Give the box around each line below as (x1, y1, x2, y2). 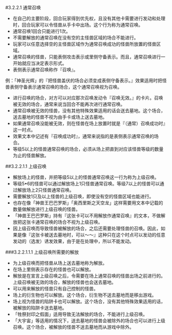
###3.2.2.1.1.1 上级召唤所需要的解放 (5, 249, 79, 255)
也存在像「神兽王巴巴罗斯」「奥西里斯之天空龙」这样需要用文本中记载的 (12, 200, 163, 206)
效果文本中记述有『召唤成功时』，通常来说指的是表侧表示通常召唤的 (12, 133, 155, 139)
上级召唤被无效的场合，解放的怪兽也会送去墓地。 (12, 279, 116, 285)
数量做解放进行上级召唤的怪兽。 (12, 206, 80, 212)
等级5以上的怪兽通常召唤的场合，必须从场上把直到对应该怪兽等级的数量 (12, 146, 164, 152)
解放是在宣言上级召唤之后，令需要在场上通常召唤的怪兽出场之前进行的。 (12, 273, 165, 279)
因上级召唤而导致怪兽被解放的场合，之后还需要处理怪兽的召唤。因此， (12, 225, 161, 232)
